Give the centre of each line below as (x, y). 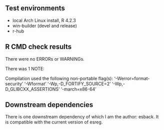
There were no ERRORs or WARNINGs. (45, 59)
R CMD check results (38, 47)
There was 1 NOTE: (25, 69)
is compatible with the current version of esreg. (54, 122)
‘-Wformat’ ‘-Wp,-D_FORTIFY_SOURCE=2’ (67, 84)
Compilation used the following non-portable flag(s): (59, 78)
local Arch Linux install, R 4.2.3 (44, 20)
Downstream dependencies (49, 105)
